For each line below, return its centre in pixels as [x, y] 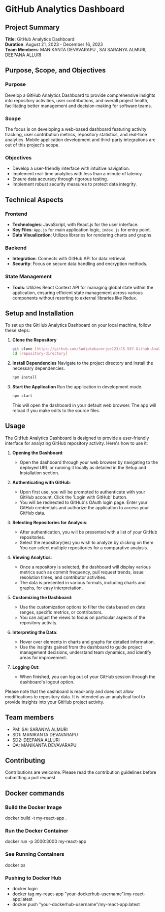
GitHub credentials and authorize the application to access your [84, 507]
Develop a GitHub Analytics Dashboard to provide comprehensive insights [80, 95]
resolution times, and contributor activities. [63, 577]
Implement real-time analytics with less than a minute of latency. [78, 174]
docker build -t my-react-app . [36, 818]
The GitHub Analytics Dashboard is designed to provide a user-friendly [77, 438]
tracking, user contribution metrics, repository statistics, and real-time [76, 134]
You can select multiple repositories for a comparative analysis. [84, 548]
